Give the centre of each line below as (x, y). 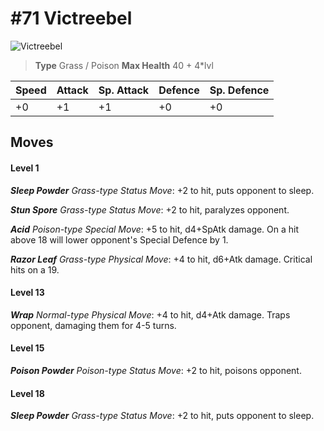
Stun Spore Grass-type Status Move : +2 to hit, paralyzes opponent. (150, 209)
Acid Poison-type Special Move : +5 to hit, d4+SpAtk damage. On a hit (155, 229)
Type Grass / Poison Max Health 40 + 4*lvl (124, 65)
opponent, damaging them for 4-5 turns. (93, 325)
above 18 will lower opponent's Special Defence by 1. (119, 239)
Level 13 (27, 293)
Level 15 (27, 348)
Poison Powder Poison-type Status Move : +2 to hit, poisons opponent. (156, 370)
